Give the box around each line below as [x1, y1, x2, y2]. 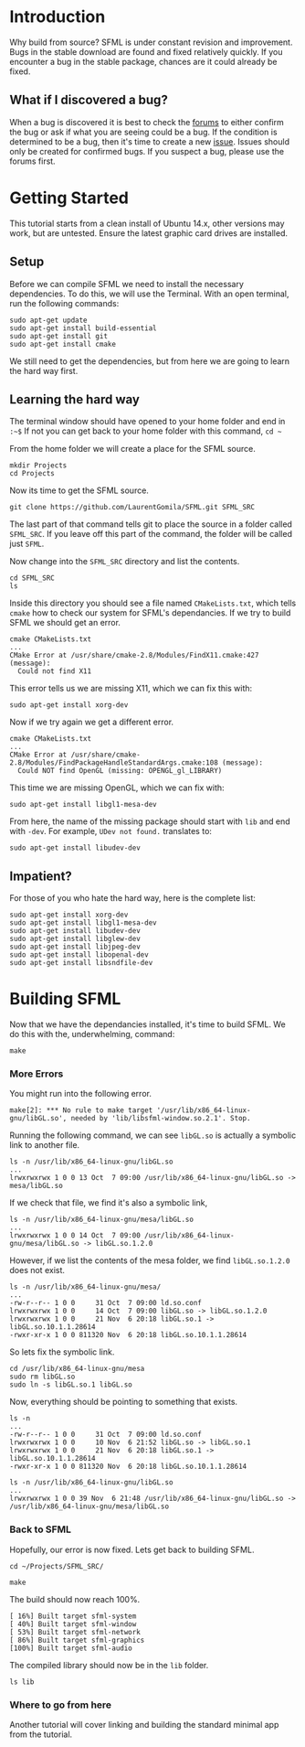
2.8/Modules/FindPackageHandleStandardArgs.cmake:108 [9, 758, 219, 767]
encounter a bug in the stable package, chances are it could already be [9, 56, 278, 67]
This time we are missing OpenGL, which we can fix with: [9, 782, 226, 793]
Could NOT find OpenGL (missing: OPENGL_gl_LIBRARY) [17, 766, 223, 776]
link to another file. [9, 1140, 80, 1151]
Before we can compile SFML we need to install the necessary [9, 278, 245, 289]
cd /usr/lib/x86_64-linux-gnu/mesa [9, 1365, 145, 1374]
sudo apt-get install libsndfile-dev [9, 959, 153, 968]
